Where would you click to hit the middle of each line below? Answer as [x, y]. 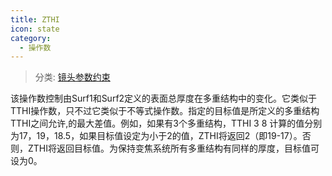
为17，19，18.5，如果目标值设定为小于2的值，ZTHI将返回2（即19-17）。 [156, 136]
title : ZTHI [35, 19]
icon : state [35, 29]
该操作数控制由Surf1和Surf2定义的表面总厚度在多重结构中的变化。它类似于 [164, 98]
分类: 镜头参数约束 [72, 77]
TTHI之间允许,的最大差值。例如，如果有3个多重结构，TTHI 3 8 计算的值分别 [166, 123]
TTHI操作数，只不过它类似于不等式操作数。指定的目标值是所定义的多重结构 [165, 111]
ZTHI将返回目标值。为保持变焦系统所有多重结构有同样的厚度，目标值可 [173, 148]
